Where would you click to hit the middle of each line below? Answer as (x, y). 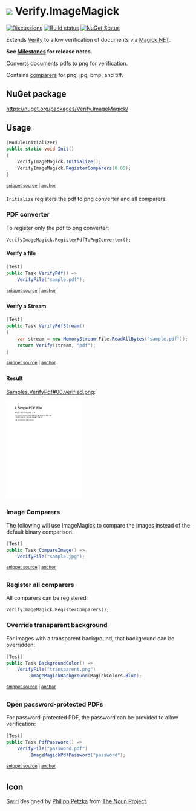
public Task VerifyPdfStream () (46, 326)
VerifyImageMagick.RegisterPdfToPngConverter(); (69, 240)
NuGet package (36, 94)
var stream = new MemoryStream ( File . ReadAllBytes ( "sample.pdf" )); (103, 339)
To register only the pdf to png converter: (58, 228)
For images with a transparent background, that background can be (90, 638)
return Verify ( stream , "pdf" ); (57, 345)
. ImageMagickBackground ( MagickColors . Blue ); (85, 676)
